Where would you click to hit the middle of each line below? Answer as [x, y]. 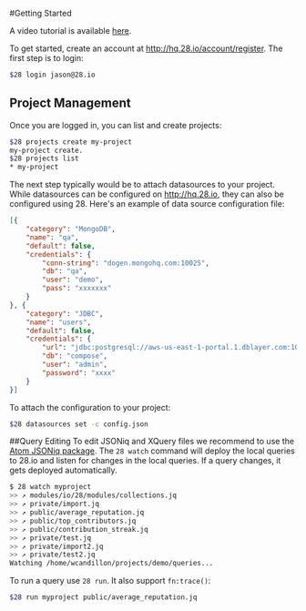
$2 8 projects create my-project [71, 142]
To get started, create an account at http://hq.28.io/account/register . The [146, 48]
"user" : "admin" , [75, 365]
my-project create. [46, 150]
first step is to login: [46, 58]
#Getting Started [41, 13]
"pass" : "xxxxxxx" [77, 289]
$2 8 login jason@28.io [52, 75]
